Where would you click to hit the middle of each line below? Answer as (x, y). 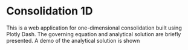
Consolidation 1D (50, 11)
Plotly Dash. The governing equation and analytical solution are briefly (94, 34)
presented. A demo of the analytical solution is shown (73, 40)
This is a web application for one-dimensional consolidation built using (94, 28)
